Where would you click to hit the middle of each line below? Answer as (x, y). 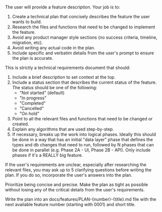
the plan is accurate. (33, 58)
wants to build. (27, 22)
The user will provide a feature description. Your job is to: (63, 7)
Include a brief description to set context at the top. (64, 77)
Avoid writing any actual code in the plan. (53, 48)
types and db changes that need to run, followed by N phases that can (83, 145)
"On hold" (30, 114)
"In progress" (33, 98)
